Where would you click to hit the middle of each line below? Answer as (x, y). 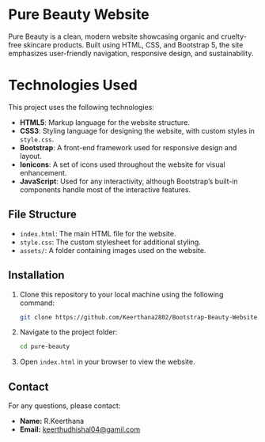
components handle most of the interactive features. (105, 189)
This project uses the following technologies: (81, 107)
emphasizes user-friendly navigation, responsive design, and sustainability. (131, 53)
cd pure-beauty (45, 347)
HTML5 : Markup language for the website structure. (104, 122)
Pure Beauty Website (79, 15)
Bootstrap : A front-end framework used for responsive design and (128, 147)
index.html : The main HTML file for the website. (98, 233)
